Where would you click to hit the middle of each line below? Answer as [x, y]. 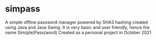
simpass [23, 9]
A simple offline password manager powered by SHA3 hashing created [77, 22]
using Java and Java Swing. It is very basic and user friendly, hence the [78, 27]
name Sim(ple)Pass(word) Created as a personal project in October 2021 [78, 32]
